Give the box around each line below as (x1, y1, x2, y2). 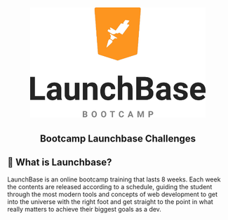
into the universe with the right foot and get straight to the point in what (7, 197, 214, 206)
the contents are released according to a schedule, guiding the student (7, 182, 213, 191)
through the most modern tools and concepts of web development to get (7, 190, 218, 198)
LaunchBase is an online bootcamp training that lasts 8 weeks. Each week (7, 175, 221, 184)
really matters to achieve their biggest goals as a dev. (7, 205, 161, 213)
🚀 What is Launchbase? (7, 156, 112, 168)
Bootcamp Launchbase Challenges (39, 133, 196, 145)
